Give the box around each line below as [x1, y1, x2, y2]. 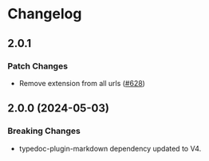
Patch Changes [7, 61, 69, 72]
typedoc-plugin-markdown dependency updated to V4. [18, 143, 202, 153]
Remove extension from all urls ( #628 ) [18, 78, 145, 88]
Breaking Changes [7, 125, 81, 136]
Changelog [7, 5, 82, 23]
